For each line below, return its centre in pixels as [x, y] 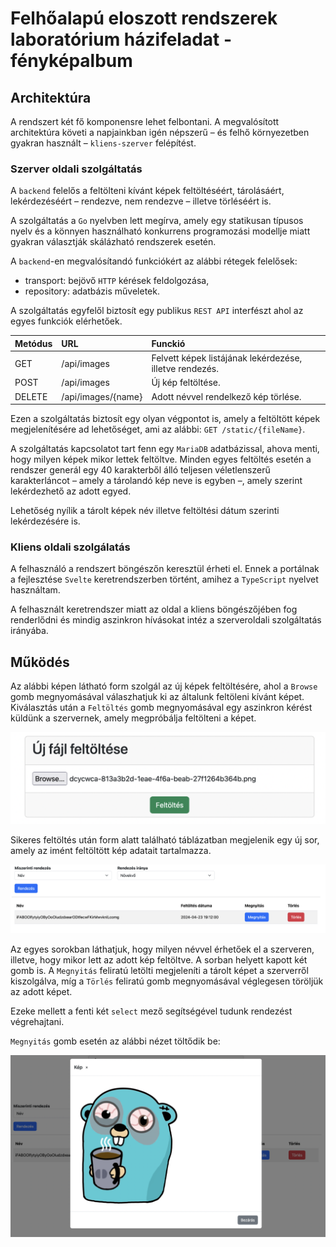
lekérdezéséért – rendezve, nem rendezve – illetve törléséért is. [141, 201]
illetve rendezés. [185, 369]
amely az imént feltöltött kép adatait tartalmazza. [111, 851]
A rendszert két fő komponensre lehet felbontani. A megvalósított [145, 121]
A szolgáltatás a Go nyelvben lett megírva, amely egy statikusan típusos [157, 221]
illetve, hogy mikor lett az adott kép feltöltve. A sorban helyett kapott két [159, 959]
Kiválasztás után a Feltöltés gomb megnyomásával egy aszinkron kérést [161, 708]
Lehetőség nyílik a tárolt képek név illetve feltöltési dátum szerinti [145, 511]
